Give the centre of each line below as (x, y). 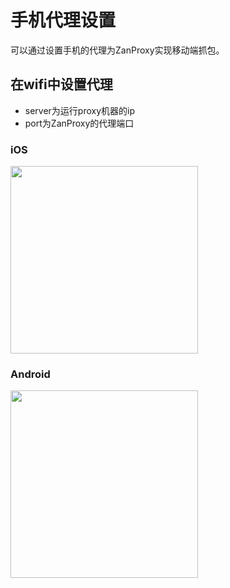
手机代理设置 (63, 20)
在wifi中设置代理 (61, 84)
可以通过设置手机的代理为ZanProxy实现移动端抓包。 (117, 50)
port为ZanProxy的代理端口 (79, 123)
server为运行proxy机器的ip (80, 110)
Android (30, 374)
